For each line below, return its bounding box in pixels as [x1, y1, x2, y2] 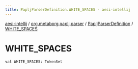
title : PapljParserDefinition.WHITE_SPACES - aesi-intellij [5, 7, 131, 12]
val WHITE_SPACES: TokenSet [5, 59, 63, 64]
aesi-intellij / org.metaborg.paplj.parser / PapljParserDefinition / [5, 21, 134, 26]
